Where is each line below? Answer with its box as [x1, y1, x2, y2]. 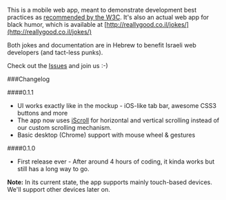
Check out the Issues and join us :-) [7, 62, 108, 69]
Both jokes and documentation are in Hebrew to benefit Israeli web [7, 41, 196, 49]
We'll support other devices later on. [7, 186, 110, 193]
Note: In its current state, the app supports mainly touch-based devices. [7, 178, 212, 186]
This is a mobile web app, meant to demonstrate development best [7, 6, 197, 14]
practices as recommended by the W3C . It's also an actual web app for [7, 13, 209, 21]
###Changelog [7, 75, 50, 83]
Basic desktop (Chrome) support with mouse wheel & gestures [17, 131, 196, 139]
